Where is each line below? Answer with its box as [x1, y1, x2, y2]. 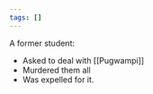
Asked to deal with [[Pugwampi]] [22, 55, 145, 65]
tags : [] [9, 13, 42, 22]
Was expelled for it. [22, 73, 94, 85]
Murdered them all [22, 64, 92, 75]
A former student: [9, 38, 75, 48]
